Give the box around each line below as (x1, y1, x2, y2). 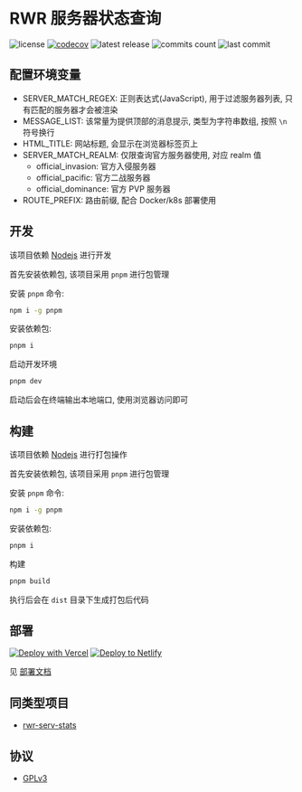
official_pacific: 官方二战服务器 (35, 172, 151, 183)
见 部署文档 (9, 666, 52, 677)
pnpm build (9, 576, 51, 586)
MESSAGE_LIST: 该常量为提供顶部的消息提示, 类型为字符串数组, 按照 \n (22, 115, 288, 127)
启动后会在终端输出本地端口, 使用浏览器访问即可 (9, 394, 188, 405)
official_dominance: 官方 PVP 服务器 (35, 183, 171, 194)
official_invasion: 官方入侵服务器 (35, 160, 156, 172)
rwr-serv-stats (22, 720, 77, 731)
